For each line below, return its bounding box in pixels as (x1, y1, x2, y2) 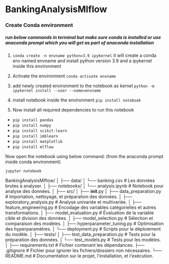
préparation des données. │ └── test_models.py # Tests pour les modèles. (5, 237, 161, 243)
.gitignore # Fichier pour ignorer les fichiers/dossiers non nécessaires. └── (5, 247, 162, 254)
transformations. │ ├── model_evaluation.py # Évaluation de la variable (5, 210, 154, 216)
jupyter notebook (5, 169, 42, 174)
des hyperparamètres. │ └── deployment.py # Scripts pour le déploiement (5, 226, 161, 232)
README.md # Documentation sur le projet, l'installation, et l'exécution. (5, 253, 154, 259)
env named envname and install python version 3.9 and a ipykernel (12, 58, 152, 64)
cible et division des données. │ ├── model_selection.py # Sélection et (5, 215, 153, 221)
